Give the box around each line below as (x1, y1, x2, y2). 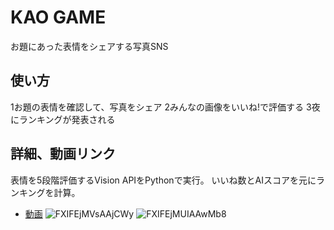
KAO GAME (10, 6, 107, 29)
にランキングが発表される (10, 113, 116, 125)
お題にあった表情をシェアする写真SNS (10, 40, 169, 52)
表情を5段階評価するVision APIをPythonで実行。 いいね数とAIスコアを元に (10, 174, 317, 186)
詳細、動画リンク (10, 146, 116, 163)
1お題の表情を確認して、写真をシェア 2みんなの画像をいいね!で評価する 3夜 (10, 101, 321, 113)
